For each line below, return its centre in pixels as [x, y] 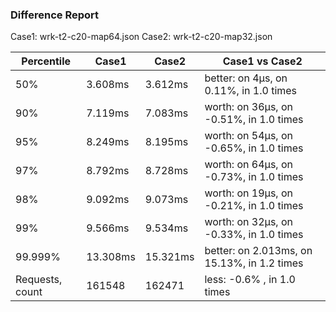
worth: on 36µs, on [248, 107]
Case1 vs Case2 [262, 61]
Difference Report [55, 15]
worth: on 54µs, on [248, 136]
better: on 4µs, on [246, 78]
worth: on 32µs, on [248, 222]
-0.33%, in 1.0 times [254, 235]
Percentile [46, 61]
